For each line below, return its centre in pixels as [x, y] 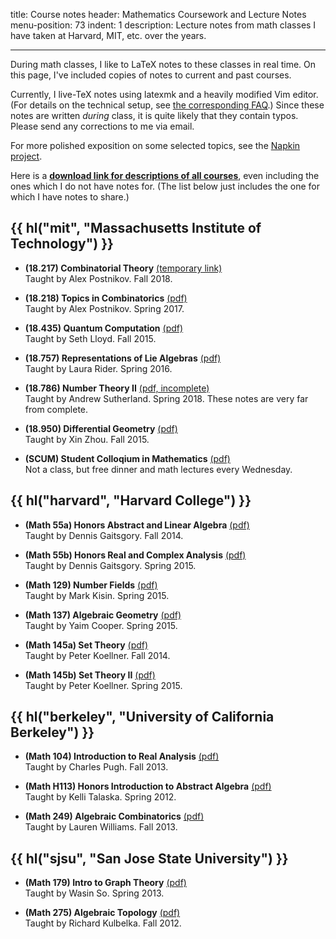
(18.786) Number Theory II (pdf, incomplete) [117, 388]
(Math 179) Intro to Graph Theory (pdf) [105, 883]
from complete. [56, 409]
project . [26, 156]
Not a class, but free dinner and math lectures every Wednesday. [158, 469]
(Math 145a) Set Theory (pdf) [86, 645]
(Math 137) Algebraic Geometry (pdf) [103, 615]
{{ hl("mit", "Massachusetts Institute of [136, 228]
